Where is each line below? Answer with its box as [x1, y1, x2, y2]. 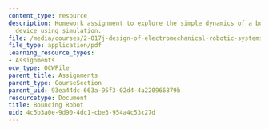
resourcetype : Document [8, 94, 88, 102]
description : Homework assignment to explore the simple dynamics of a [8, 19, 252, 27]
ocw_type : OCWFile [8, 64, 70, 72]
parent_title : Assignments [8, 71, 98, 79]
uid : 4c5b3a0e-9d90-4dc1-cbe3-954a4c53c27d [8, 109, 156, 117]
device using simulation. [15, 26, 102, 34]
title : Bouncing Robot [8, 101, 84, 109]
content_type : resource [8, 11, 88, 20]
